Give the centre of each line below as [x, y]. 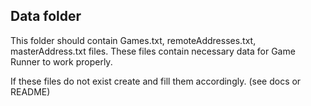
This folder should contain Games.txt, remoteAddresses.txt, [133, 40]
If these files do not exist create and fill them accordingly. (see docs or [156, 81]
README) [30, 91]
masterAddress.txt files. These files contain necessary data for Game [153, 51]
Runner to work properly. [61, 61]
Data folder [46, 16]
